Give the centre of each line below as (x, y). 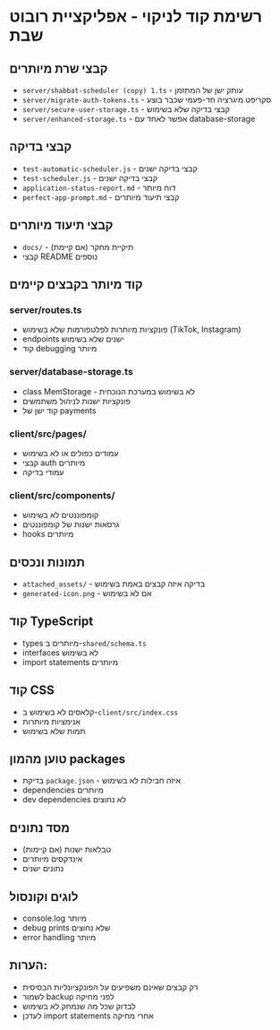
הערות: (28, 965)
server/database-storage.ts (72, 372)
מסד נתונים (39, 828)
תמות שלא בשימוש (54, 731)
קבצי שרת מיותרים (59, 69)
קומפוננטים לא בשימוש (60, 515)
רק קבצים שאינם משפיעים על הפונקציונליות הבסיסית (110, 987)
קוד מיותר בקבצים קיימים (76, 285)
